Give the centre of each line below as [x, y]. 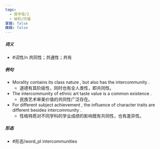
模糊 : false [16, 28]
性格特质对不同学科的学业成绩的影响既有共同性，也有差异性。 [82, 116]
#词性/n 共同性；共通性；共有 [42, 57]
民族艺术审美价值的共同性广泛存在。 [56, 99]
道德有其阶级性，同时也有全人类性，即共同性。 [67, 88]
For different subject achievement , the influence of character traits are [83, 105]
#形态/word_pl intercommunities [45, 141]
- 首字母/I [19, 14]
